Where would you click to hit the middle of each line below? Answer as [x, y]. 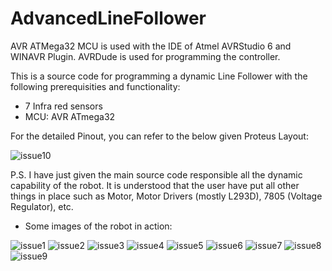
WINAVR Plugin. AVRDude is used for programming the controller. [145, 56]
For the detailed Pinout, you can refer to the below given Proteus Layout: [159, 136]
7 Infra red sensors [63, 106]
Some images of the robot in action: [98, 226]
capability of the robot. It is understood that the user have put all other [155, 185]
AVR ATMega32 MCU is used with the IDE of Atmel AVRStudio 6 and [151, 46]
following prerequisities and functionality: [95, 86]
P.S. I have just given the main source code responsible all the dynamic [156, 174]
